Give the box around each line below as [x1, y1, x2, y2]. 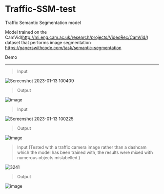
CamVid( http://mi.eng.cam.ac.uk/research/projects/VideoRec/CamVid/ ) [5, 34, 149, 40]
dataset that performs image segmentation [5, 39, 91, 45]
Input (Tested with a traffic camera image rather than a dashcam [17, 144, 147, 150]
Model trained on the [5, 29, 47, 35]
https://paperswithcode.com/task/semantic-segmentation [5, 45, 122, 50]
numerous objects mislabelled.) [17, 154, 81, 160]
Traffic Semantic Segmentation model [5, 20, 82, 25]
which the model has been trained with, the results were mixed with [17, 149, 153, 155]
